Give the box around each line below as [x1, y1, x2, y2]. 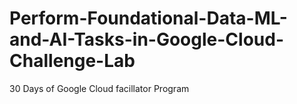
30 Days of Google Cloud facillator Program [9, 82, 190, 94]
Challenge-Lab [9, 50, 136, 72]
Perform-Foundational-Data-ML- [9, 7, 288, 30]
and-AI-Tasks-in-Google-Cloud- [9, 28, 284, 51]
